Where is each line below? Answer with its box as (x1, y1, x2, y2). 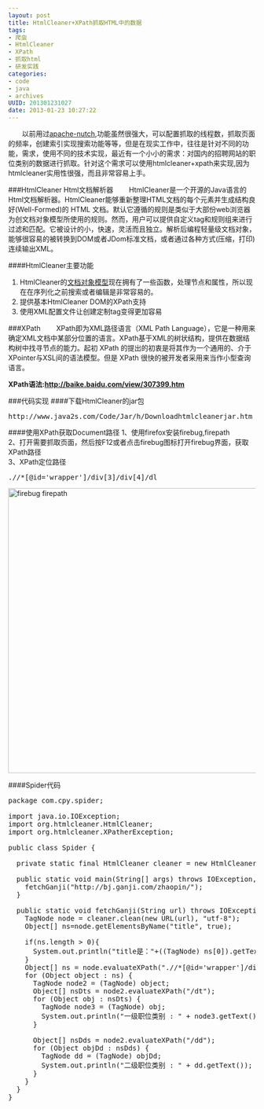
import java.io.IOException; (8, 812, 120, 821)
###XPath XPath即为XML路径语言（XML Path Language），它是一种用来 (8, 324, 256, 332)
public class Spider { (8, 843, 96, 852)
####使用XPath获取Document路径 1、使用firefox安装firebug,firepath (8, 428, 230, 437)
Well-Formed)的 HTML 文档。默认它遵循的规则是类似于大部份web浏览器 (17, 205, 251, 214)
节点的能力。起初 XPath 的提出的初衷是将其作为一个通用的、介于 (42, 343, 252, 352)
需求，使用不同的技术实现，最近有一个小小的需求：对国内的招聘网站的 (21, 149, 249, 158)
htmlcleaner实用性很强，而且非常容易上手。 (8, 168, 150, 178)
